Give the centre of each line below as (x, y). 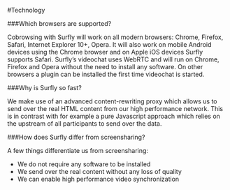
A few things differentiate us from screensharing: (78, 151)
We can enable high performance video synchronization (98, 179)
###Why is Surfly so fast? (44, 88)
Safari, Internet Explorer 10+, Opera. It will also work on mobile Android (109, 44)
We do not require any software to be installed (84, 164)
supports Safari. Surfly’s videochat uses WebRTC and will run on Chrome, (113, 59)
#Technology (26, 10)
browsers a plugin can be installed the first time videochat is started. (106, 74)
